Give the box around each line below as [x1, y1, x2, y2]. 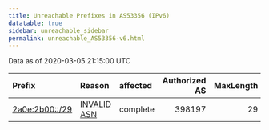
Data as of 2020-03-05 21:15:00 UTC [8, 56, 131, 66]
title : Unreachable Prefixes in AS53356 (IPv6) [8, 11, 171, 20]
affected [118, 80, 152, 91]
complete [118, 104, 155, 115]
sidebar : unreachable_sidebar [8, 26, 110, 35]
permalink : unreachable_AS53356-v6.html [8, 34, 146, 43]
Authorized [162, 75, 207, 87]
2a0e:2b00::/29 [12, 104, 73, 115]
